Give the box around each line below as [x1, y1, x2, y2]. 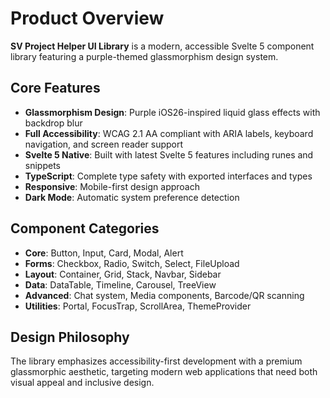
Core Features [10, 80, 101, 97]
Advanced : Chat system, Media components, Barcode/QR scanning [24, 289, 305, 301]
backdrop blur [24, 117, 83, 129]
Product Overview [10, 7, 165, 30]
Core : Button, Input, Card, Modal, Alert [24, 247, 184, 259]
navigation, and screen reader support [24, 138, 184, 150]
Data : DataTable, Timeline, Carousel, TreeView [24, 278, 217, 291]
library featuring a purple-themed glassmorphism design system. [10, 50, 279, 62]
